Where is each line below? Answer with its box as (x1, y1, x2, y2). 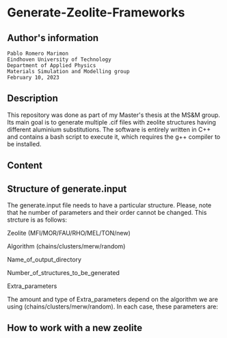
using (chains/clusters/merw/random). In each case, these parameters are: (7, 302, 219, 311)
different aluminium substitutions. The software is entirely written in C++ (7, 125, 211, 133)
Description (7, 92, 58, 104)
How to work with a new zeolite (7, 322, 142, 334)
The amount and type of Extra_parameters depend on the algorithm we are (7, 296, 219, 304)
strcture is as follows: (7, 216, 67, 224)
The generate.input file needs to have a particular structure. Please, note (7, 201, 212, 209)
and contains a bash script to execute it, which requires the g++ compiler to (7, 132, 221, 141)
